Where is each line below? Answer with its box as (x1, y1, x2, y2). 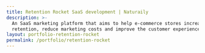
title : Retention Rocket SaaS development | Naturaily (6, 9, 149, 15)
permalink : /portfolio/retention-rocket (6, 37, 111, 43)
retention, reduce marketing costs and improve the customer (12, 26, 171, 32)
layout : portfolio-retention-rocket (6, 32, 99, 38)
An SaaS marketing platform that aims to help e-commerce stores (12, 20, 182, 26)
